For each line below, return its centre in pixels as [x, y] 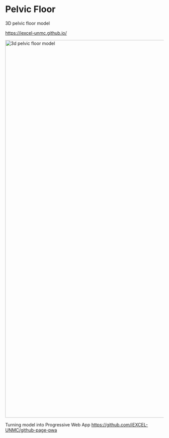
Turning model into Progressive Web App [48, 424]
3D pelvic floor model [28, 23]
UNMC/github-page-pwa [31, 430]
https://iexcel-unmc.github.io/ [36, 33]
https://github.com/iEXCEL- [120, 424]
